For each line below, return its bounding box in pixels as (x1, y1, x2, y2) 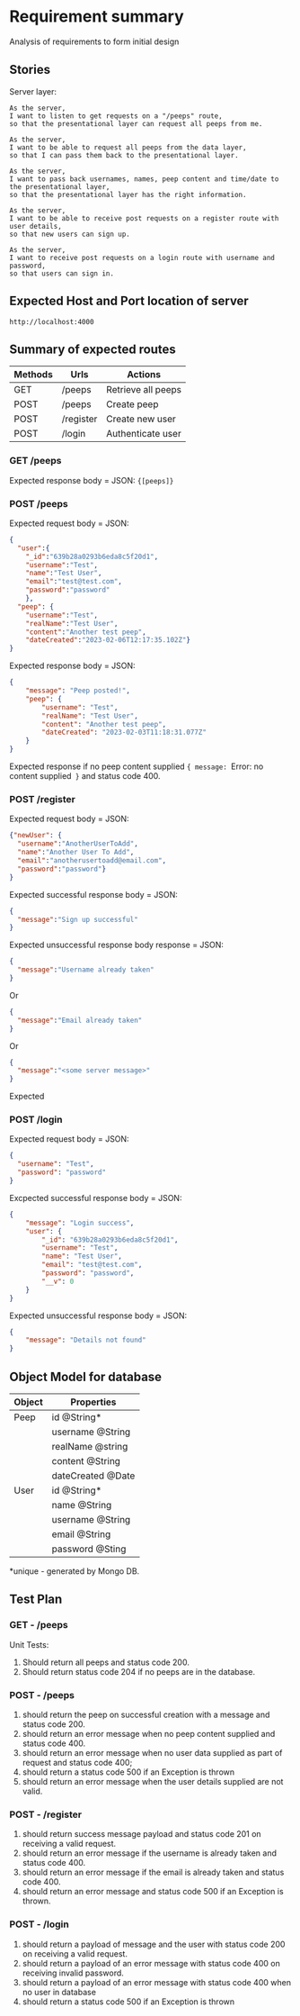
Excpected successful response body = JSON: (9, 1192, 182, 1203)
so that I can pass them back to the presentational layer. (9, 150, 240, 159)
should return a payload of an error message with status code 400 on (22, 1957, 280, 1968)
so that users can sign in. (9, 268, 115, 278)
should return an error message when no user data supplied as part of (22, 1747, 283, 1758)
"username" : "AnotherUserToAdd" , (17, 839, 139, 848)
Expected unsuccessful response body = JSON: (9, 1310, 188, 1321)
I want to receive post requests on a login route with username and (9, 253, 276, 262)
